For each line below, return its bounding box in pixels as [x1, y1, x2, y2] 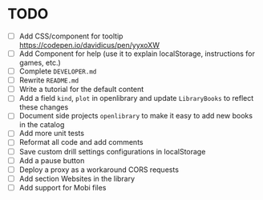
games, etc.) [18, 58, 61, 68]
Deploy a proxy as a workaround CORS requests [18, 165, 180, 174]
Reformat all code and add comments [18, 138, 144, 147]
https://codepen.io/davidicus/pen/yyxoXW [18, 41, 160, 50]
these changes [18, 102, 69, 112]
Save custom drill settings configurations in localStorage [18, 146, 206, 156]
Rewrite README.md [18, 75, 79, 85]
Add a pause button [18, 155, 85, 165]
